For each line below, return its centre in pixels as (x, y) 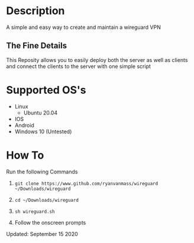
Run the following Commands (42, 172)
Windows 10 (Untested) (43, 132)
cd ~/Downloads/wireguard (46, 200)
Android (24, 125)
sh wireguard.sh (35, 211)
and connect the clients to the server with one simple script (78, 66)
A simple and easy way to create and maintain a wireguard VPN (83, 27)
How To (25, 155)
